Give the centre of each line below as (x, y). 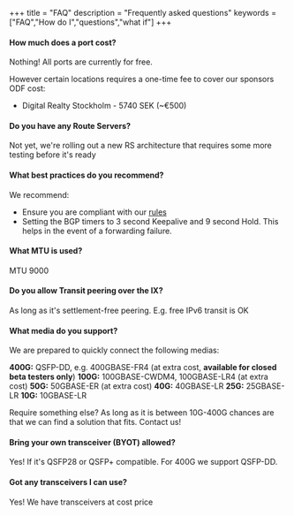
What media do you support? (64, 330)
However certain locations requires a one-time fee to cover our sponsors (142, 80)
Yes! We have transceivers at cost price (81, 502)
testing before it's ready (53, 155)
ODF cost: (27, 88)
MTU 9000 (29, 270)
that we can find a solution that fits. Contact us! (95, 422)
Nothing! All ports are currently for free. (81, 62)
